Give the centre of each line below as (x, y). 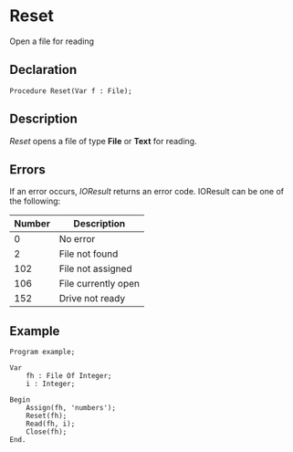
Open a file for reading (52, 41)
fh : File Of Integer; (69, 376)
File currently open (99, 284)
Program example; (42, 352)
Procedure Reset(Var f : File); (71, 91)
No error (77, 239)
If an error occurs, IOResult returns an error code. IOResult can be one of (147, 192)
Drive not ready (92, 299)
